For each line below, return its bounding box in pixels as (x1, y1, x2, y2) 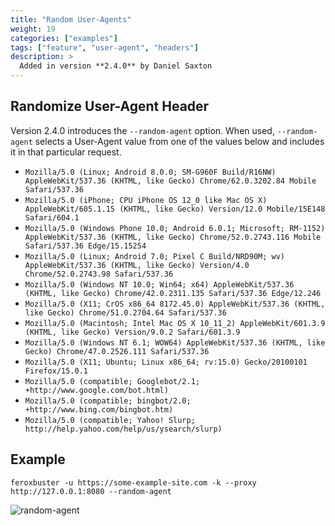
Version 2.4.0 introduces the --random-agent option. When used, (10, 124, 275, 136)
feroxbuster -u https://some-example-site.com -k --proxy (10, 477, 257, 488)
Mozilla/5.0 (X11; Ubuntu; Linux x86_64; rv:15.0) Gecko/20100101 (24, 357, 308, 367)
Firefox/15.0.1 (24, 366, 89, 376)
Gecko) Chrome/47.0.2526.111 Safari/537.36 (24, 346, 210, 356)
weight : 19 (10, 24, 56, 34)
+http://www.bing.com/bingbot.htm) (24, 404, 174, 415)
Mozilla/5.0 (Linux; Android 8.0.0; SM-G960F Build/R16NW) (24, 167, 277, 177)
